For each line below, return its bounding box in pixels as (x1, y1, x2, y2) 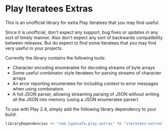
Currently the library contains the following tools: (5, 54, 106, 60)
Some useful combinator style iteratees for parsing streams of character (12, 69, 161, 75)
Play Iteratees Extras (5, 3, 93, 14)
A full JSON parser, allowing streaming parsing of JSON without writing (12, 91, 159, 97)
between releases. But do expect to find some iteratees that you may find (5, 39, 156, 45)
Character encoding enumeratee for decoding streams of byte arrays (12, 64, 155, 70)
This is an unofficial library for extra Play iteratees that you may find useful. (5, 19, 160, 25)
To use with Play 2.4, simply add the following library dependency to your (5, 106, 156, 112)
